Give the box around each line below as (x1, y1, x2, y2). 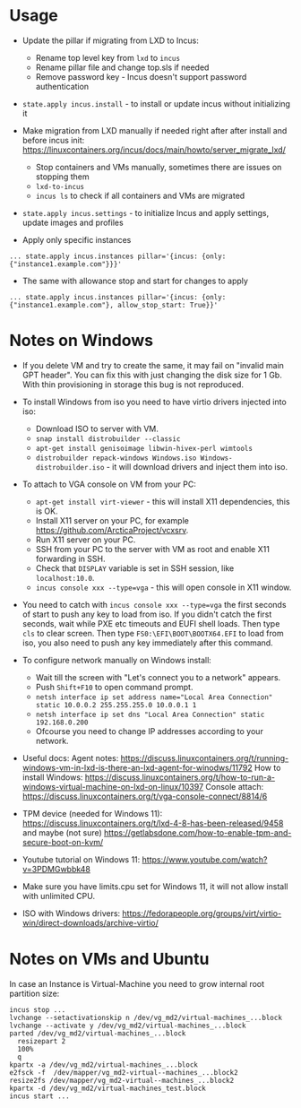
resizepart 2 (17, 1036, 66, 1045)
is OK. (35, 506, 58, 516)
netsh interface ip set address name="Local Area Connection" (35, 692, 273, 702)
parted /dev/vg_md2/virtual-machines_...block (9, 1028, 186, 1038)
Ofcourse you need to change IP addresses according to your (35, 725, 264, 736)
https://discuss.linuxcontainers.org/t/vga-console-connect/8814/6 (21, 791, 268, 801)
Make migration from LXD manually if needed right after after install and (21, 125, 288, 135)
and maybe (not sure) (21, 827, 103, 838)
